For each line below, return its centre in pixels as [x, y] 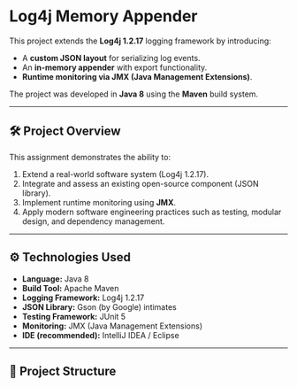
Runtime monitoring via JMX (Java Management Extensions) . [137, 76]
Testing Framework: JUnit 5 [74, 316]
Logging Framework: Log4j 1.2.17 [83, 298]
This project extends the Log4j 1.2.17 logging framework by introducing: [140, 41]
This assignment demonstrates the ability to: [90, 157]
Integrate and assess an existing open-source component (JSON [140, 183]
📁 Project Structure [63, 371]
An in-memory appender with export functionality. [114, 67]
